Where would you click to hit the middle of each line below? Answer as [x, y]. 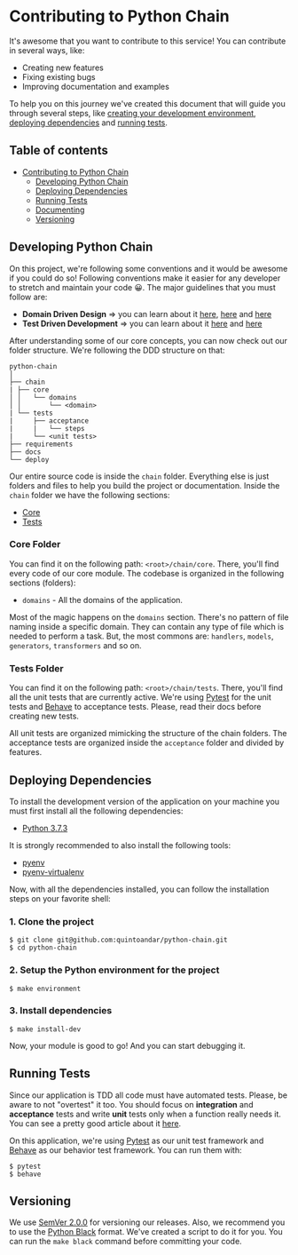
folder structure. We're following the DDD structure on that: [117, 350]
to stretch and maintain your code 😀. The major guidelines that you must [143, 287]
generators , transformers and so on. [75, 645]
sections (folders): [43, 583]
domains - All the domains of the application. [102, 600]
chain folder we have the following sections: [90, 495]
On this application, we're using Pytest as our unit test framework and [137, 1140]
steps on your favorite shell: [60, 898]
